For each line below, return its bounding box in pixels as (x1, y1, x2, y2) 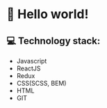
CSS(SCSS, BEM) (16, 79, 67, 87)
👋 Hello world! (6, 6, 89, 22)
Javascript (16, 57, 47, 65)
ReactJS (16, 64, 41, 72)
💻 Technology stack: (6, 35, 101, 47)
